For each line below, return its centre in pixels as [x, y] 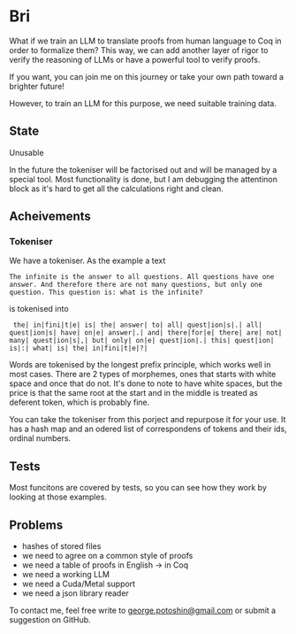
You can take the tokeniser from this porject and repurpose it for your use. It [148, 420]
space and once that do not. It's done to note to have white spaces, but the [146, 383]
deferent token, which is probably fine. [80, 402]
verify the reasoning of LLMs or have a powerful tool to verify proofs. [135, 59]
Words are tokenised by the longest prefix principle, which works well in [140, 365]
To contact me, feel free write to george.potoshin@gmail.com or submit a [143, 611]
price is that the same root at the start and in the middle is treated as [133, 393]
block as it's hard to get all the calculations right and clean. [116, 189]
